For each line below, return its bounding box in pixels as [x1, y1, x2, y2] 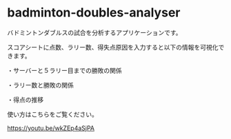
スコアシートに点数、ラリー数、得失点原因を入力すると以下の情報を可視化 [7, 43, 219, 51]
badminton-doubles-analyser [7, 5, 181, 21]
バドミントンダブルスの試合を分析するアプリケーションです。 [7, 28, 182, 36]
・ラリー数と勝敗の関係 [7, 81, 74, 89]
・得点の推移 [7, 95, 43, 104]
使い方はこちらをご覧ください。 [7, 110, 98, 118]
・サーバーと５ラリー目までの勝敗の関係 [7, 66, 122, 74]
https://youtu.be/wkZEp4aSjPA [7, 124, 95, 132]
